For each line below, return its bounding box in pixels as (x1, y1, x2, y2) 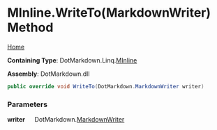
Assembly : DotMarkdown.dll (7, 70, 90, 78)
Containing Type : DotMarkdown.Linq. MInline (7, 56, 137, 64)
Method (7, 19, 54, 35)
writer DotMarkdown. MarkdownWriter (7, 115, 125, 124)
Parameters (7, 99, 47, 109)
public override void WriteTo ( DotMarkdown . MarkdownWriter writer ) (7, 83, 204, 90)
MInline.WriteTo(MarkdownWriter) (7, 5, 211, 21)
